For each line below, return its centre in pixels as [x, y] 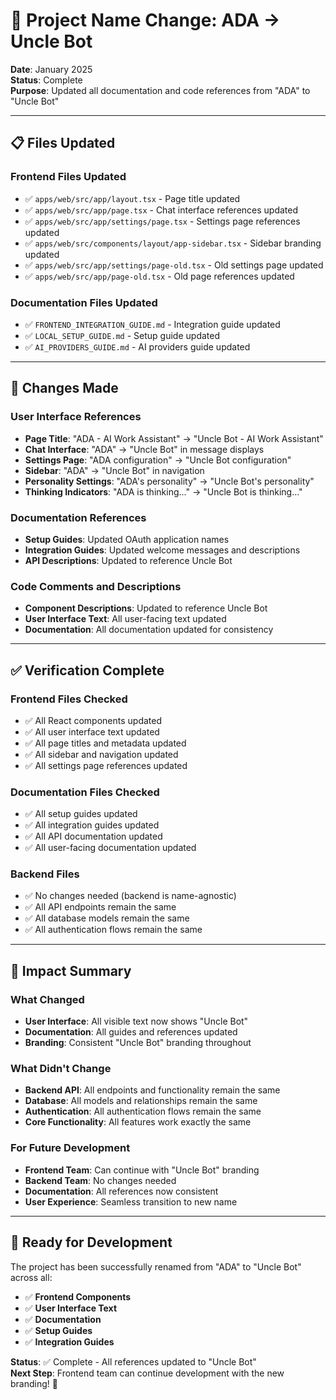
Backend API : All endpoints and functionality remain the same [152, 1090]
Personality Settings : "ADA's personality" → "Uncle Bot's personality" [169, 481]
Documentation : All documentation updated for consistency [149, 630]
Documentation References [78, 517]
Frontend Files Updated [68, 177]
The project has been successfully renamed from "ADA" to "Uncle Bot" [156, 1266]
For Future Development [70, 1148]
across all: [31, 1277]
